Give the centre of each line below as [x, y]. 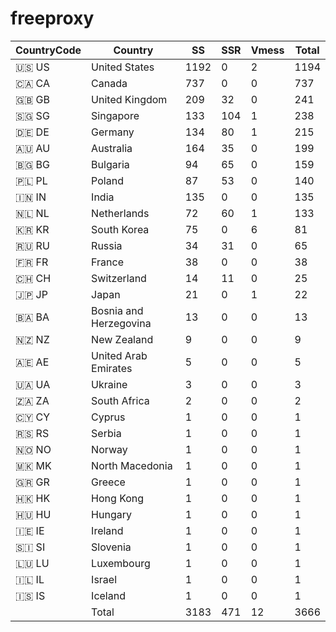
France [107, 262]
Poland [107, 180]
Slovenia [111, 547]
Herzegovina [121, 323]
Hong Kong [118, 498]
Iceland [108, 595]
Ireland [107, 530]
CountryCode [48, 50]
